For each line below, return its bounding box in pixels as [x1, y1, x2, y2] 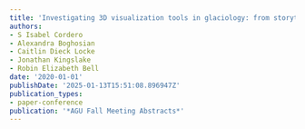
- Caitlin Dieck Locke [9, 47, 95, 56]
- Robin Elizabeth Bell [9, 64, 100, 74]
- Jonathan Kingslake [9, 55, 92, 64]
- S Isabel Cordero [9, 30, 84, 39]
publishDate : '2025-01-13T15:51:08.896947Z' [9, 81, 181, 90]
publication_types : [9, 89, 84, 98]
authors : [9, 22, 43, 31]
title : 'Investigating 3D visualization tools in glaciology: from [9, 13, 271, 23]
